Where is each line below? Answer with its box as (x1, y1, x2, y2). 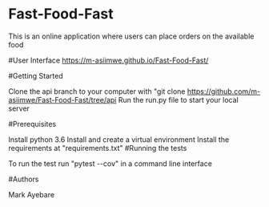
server (8, 103, 30, 113)
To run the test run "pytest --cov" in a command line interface (8, 158, 212, 168)
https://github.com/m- (187, 86, 261, 96)
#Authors (8, 174, 39, 184)
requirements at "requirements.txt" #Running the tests (8, 143, 187, 152)
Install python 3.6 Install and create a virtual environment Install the (8, 134, 230, 144)
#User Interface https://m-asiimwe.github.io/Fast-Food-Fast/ (8, 55, 209, 65)
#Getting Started (8, 71, 63, 80)
